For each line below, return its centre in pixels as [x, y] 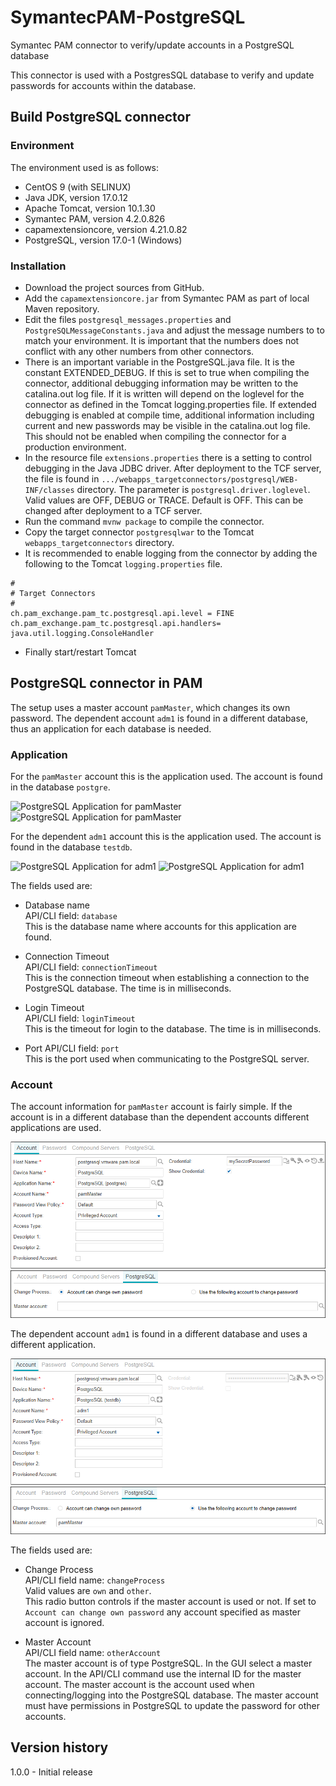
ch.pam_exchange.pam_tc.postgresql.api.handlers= [116, 623]
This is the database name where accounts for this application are [160, 927]
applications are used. [56, 1128]
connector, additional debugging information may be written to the [161, 383]
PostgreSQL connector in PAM [106, 683]
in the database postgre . [60, 787]
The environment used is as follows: [85, 167]
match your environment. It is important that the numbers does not [162, 340]
